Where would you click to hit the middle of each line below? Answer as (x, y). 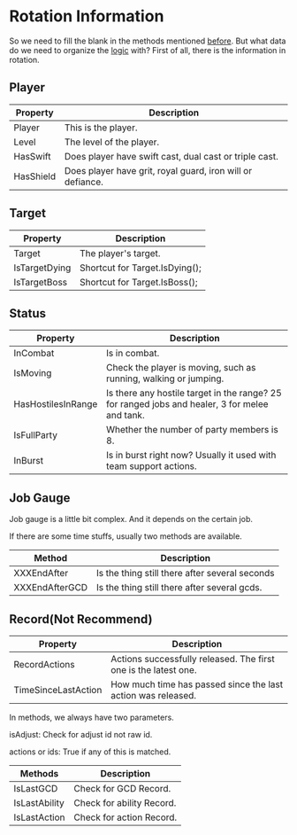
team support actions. (151, 466)
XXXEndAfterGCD (51, 588)
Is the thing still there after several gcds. (179, 588)
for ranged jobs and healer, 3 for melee (187, 404)
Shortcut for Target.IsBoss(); (138, 282)
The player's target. (120, 253)
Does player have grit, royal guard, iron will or (158, 170)
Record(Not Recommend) (81, 619)
